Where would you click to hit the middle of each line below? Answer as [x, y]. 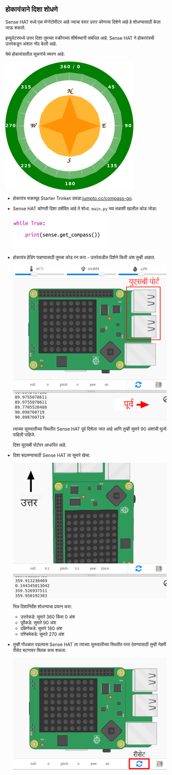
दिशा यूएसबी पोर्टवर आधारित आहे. [39, 445]
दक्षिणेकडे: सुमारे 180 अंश [41, 629]
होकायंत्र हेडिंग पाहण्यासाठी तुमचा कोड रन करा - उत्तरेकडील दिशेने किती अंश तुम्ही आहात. [84, 257]
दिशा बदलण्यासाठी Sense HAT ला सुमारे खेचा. [51, 455]
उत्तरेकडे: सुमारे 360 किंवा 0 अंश [48, 617]
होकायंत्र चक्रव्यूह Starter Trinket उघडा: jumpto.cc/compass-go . [73, 198]
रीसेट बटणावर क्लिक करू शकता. [39, 650]
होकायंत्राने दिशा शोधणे [31, 10]
